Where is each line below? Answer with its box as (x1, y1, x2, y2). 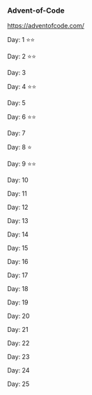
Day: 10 (7, 176, 29, 185)
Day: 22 (7, 339, 30, 347)
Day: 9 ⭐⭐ (7, 160, 36, 168)
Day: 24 (7, 366, 30, 375)
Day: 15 (7, 244, 29, 253)
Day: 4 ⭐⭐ (7, 83, 37, 91)
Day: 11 (7, 189, 27, 198)
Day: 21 (7, 326, 29, 334)
